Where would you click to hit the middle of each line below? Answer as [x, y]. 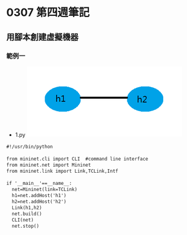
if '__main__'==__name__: [39, 183]
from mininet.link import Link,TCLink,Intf [62, 171]
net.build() [27, 214]
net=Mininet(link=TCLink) [45, 189]
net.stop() [26, 226]
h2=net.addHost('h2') [39, 201]
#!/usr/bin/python [30, 146]
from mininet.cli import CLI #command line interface [77, 159]
